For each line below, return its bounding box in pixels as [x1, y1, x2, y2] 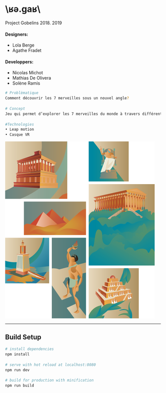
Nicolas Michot [12, 70, 43, 76]
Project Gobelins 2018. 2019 [5, 20, 62, 26]
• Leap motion [5, 127, 35, 132]
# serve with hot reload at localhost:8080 [5, 362, 96, 367]
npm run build [5, 383, 35, 388]
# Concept [5, 106, 26, 111]
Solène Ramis [12, 80, 41, 86]
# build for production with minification [5, 378, 94, 383]
